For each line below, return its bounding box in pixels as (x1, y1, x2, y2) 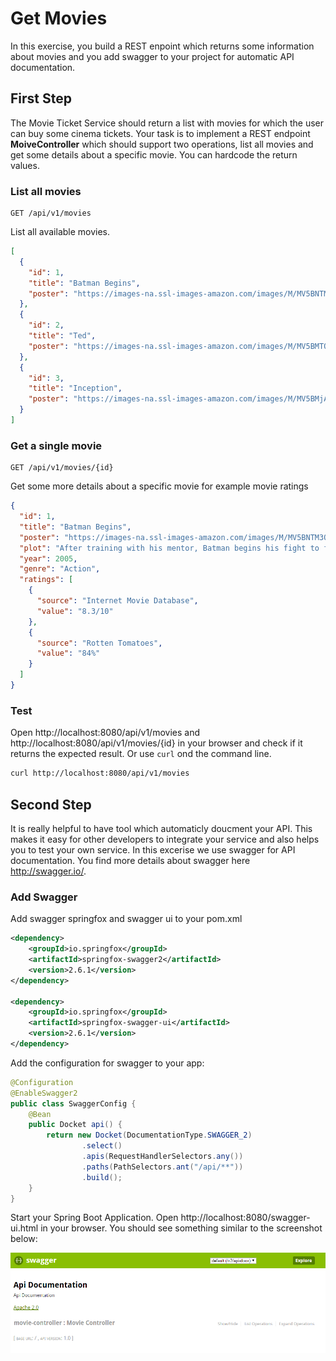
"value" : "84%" (36, 648, 101, 659)
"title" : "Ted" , (28, 331, 97, 341)
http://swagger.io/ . (10, 865, 87, 877)
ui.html (10, 1222, 39, 1234)
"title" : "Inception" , (28, 383, 123, 394)
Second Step (10, 796, 92, 813)
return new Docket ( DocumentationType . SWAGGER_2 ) (46, 1130, 253, 1141)
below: (10, 1233, 38, 1245)
